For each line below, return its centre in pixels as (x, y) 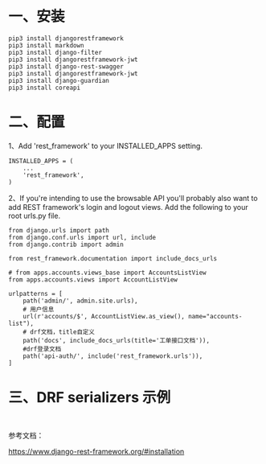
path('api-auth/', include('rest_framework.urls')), (113, 356)
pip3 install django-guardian (59, 80)
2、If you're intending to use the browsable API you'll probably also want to (133, 198)
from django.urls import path (59, 230)
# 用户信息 (39, 309)
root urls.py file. (35, 216)
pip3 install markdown (46, 45)
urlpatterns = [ (35, 294)
